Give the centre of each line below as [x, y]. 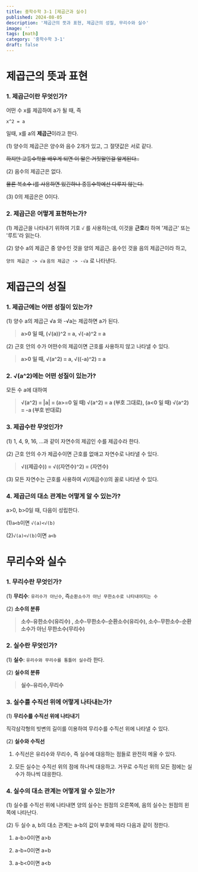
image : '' [18, 28]
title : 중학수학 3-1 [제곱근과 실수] [47, 12]
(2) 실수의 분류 [23, 672]
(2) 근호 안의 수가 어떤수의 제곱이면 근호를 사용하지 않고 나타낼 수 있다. [88, 347]
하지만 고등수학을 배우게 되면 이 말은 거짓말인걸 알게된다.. [73, 159]
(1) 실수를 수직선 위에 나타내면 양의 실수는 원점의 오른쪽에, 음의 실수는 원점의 [95, 805]
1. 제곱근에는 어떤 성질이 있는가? [50, 307]
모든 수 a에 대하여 [27, 390]
